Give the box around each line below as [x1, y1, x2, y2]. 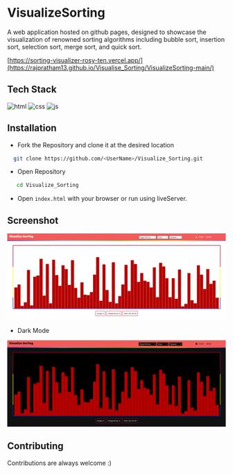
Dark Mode [17, 327, 50, 335]
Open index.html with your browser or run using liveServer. [17, 195, 187, 203]
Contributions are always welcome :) [7, 459, 112, 467]
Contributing [7, 440, 64, 452]
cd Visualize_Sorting [16, 182, 79, 189]
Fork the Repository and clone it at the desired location [17, 140, 175, 149]
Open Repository [17, 167, 66, 176]
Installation [7, 122, 57, 134]
